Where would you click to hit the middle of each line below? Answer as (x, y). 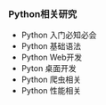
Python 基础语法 (51, 46)
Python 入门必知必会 (59, 35)
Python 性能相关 (51, 91)
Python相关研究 (43, 13)
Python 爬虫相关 (51, 80)
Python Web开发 (52, 57)
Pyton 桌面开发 (49, 69)
